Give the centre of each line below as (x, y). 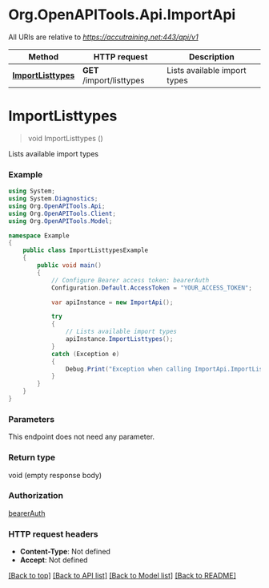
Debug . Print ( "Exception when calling (128, 369)
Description (212, 56)
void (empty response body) (55, 475)
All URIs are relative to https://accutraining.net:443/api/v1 (103, 37)
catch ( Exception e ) (85, 354)
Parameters (31, 419)
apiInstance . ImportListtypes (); (119, 339)
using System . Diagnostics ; (53, 199)
